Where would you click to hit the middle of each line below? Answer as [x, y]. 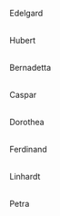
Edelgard [26, 13]
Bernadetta [30, 68]
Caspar [23, 95]
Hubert [23, 40]
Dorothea [27, 122]
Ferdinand [28, 149]
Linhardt [25, 177]
